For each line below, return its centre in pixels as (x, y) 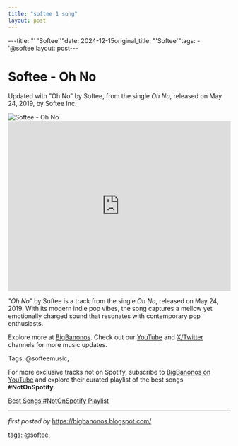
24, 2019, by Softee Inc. (42, 104)
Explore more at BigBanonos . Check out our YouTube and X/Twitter (106, 337)
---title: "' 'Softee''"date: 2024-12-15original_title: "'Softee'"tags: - (104, 40)
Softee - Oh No (52, 77)
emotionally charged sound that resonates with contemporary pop (104, 316)
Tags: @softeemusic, (38, 358)
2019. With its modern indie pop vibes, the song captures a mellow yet (110, 309)
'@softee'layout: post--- (43, 48)
